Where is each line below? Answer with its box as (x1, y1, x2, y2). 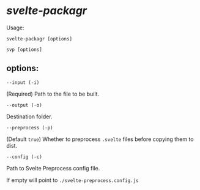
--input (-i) (6, 79, 40, 86)
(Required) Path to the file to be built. (6, 90, 100, 97)
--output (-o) (6, 102, 43, 108)
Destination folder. (6, 113, 53, 120)
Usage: (6, 24, 24, 31)
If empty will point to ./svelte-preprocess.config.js (6, 176, 139, 184)
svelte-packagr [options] (6, 36, 72, 42)
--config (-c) (6, 154, 43, 160)
